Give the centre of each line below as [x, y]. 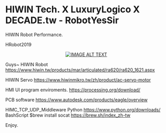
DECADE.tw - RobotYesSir [62, 20]
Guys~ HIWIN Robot [27, 64]
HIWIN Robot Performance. [34, 34]
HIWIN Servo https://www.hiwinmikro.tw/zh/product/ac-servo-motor [78, 80]
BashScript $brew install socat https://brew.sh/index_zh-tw [68, 115]
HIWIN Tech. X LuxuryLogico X [73, 9]
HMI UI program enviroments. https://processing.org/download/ [73, 90]
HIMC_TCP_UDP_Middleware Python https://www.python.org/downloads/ [83, 109]
